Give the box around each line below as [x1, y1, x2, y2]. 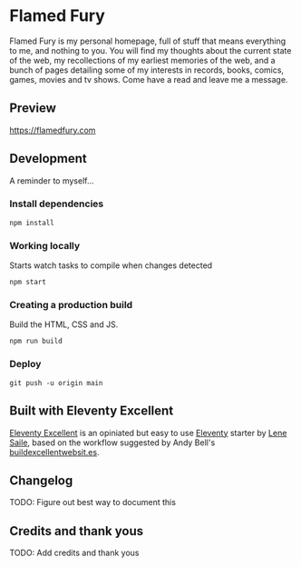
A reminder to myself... [9, 174, 94, 186]
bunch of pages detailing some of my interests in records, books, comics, [9, 65, 284, 75]
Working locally [9, 239, 81, 252]
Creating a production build [9, 299, 133, 312]
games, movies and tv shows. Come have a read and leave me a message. [9, 74, 288, 85]
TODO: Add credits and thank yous [9, 547, 140, 559]
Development [9, 151, 88, 166]
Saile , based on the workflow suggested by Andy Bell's [9, 437, 216, 448]
